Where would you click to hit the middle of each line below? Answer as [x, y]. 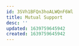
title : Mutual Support [34, 17]
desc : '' [17, 23]
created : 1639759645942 [36, 34]
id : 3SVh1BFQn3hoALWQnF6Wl [40, 12]
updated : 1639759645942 [36, 28]
